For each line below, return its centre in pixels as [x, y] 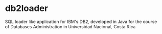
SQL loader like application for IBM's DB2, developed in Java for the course [81, 22]
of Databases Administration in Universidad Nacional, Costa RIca [70, 26]
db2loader [26, 8]
